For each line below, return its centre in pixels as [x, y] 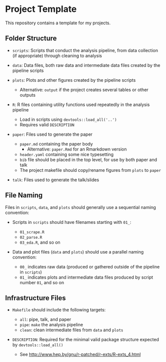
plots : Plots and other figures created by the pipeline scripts [74, 80]
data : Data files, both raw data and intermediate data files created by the [86, 65]
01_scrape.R [32, 232]
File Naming [24, 195]
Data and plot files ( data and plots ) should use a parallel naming [78, 252]
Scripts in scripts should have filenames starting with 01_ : [72, 222]
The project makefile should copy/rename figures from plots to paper [90, 170]
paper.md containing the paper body [56, 144]
